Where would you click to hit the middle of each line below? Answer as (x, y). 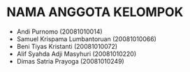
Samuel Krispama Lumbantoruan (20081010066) (86, 38)
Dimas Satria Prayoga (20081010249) (71, 61)
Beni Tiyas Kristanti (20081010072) (67, 46)
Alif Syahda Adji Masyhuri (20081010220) (76, 54)
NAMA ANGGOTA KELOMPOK (95, 12)
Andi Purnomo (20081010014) (59, 31)
